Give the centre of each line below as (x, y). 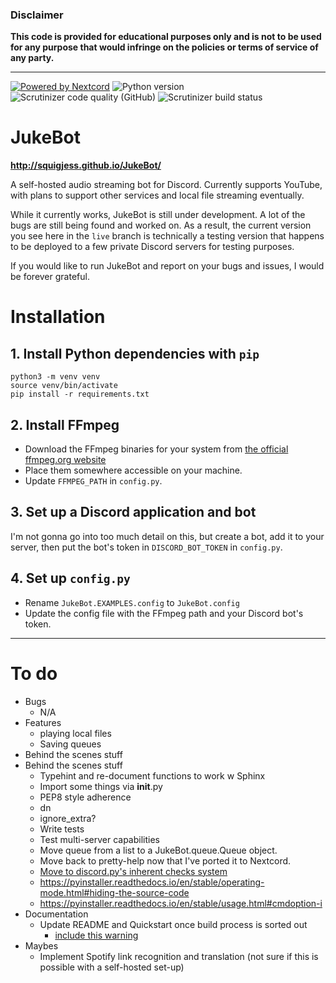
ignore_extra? (68, 818)
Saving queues (70, 744)
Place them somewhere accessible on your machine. (133, 470)
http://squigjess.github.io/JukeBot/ (86, 165)
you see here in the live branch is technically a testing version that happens (167, 236)
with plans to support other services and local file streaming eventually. (157, 195)
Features (43, 722)
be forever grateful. (50, 277)
